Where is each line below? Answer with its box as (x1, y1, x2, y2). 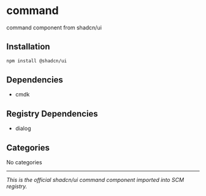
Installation (6, 42, 50, 52)
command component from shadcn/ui (6, 24, 102, 31)
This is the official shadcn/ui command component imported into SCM (6, 176, 185, 184)
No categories (6, 159, 42, 166)
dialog (15, 125, 31, 132)
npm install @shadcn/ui (6, 57, 67, 64)
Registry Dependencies (6, 108, 98, 119)
